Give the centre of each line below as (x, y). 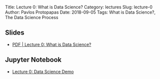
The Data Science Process (32, 17)
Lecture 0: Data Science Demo (43, 71)
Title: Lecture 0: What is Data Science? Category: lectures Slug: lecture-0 (79, 7)
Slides (15, 33)
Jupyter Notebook (33, 60)
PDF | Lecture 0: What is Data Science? (52, 44)
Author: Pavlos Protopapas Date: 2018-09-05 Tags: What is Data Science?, (80, 12)
